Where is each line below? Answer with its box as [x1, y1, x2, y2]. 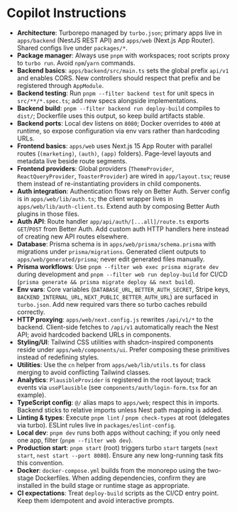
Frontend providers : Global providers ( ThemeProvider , [16, 164, 175, 173]
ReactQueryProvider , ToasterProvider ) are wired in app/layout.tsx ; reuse [16, 172, 231, 180]
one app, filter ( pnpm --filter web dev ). [16, 435, 133, 445]
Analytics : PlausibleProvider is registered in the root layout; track [16, 375, 211, 384]
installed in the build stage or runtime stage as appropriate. [16, 481, 189, 489]
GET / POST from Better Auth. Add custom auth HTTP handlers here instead [16, 224, 229, 233]
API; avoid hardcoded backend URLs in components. [16, 330, 172, 339]
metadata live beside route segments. [16, 156, 128, 165]
